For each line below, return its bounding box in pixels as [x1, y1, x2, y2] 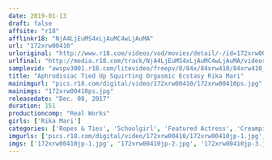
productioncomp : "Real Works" [8, 110, 111, 118]
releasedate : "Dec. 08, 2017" [8, 95, 111, 103]
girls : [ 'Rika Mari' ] [8, 117, 82, 125]
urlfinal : [8, 57, 42, 65]
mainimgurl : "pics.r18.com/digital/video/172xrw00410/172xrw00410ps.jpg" [8, 79, 263, 87]
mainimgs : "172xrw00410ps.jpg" [8, 86, 114, 95]
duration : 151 [8, 102, 57, 110]
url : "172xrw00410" [8, 42, 74, 50]
